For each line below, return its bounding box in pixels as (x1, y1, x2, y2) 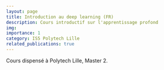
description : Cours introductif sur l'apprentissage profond (6, 19, 159, 25)
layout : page (6, 8, 38, 15)
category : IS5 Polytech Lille (6, 36, 80, 41)
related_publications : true (6, 41, 75, 47)
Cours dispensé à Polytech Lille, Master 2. (6, 57, 108, 64)
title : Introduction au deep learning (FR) (6, 14, 114, 20)
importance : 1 (6, 30, 41, 36)
